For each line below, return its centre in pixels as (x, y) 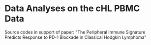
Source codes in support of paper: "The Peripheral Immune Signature (75, 32)
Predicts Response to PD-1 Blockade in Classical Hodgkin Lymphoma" (75, 37)
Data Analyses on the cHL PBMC (72, 8)
